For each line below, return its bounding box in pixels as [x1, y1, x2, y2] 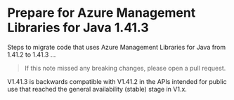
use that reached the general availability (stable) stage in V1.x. [7, 85, 188, 93]
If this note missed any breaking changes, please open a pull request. [24, 64, 226, 72]
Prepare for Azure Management [7, 5, 196, 21]
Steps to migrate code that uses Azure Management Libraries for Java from [7, 43, 226, 51]
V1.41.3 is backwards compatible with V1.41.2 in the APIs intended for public [7, 77, 227, 85]
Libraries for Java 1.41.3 [7, 20, 149, 36]
